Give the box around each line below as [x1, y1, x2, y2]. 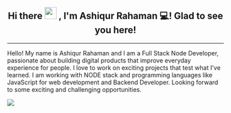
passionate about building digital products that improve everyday [7, 56, 191, 64]
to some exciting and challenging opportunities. [7, 85, 142, 93]
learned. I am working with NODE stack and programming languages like [7, 71, 213, 79]
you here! [94, 25, 137, 36]
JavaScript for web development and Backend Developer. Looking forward [7, 78, 219, 86]
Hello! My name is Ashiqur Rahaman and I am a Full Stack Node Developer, [7, 49, 219, 57]
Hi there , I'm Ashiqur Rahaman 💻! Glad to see [8, 10, 223, 22]
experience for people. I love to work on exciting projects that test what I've [7, 63, 221, 72]
